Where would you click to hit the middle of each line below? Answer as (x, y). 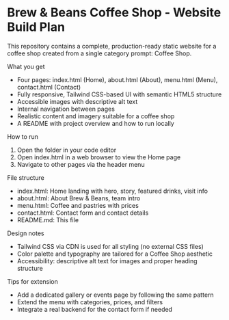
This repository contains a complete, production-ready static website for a (112, 46)
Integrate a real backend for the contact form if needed (95, 309)
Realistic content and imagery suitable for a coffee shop (96, 116)
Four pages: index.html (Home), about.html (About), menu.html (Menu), (117, 79)
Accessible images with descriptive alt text (77, 101)
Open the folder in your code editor (67, 150)
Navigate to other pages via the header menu (81, 164)
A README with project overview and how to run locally (95, 123)
